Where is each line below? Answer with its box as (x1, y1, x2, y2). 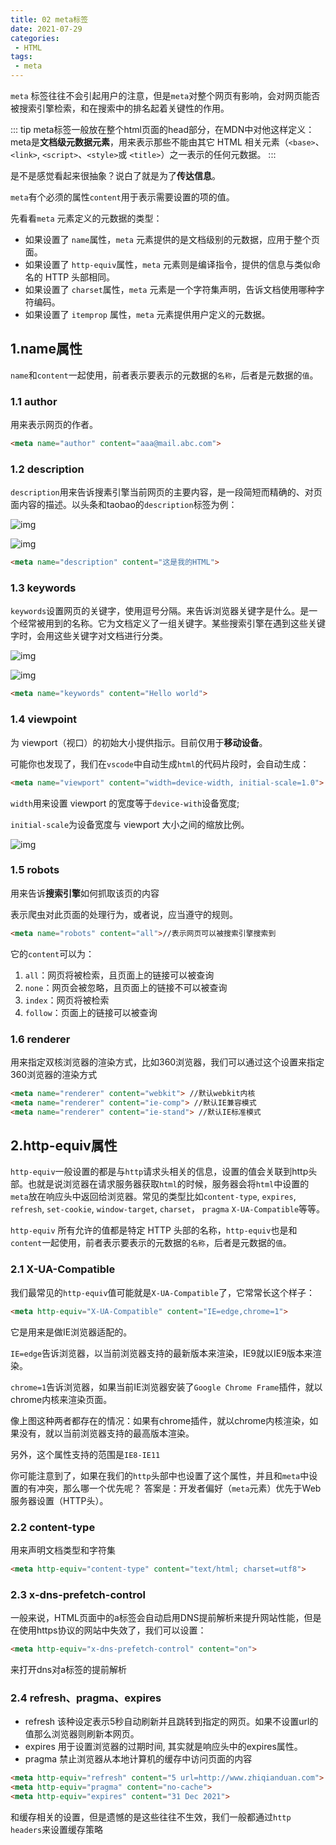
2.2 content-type (10, 1520, 96, 1534)
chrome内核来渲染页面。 (10, 1393, 113, 1405)
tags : (10, 52, 33, 62)
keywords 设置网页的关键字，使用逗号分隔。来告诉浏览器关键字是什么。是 (10, 605, 310, 617)
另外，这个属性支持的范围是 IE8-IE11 (10, 1448, 161, 1460)
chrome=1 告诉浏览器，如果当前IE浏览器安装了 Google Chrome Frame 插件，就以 (10, 1381, 323, 1393)
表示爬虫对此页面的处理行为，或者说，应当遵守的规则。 (10, 908, 238, 920)
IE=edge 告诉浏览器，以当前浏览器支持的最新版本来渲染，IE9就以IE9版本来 (10, 1347, 313, 1359)
